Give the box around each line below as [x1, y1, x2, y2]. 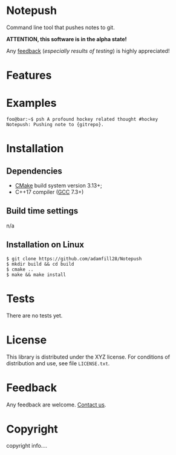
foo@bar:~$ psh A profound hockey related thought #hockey [6, 116, 158, 123]
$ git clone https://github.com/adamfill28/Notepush [6, 255, 142, 261]
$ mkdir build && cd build [6, 261, 74, 267]
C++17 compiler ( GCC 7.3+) [15, 189, 84, 196]
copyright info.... [6, 442, 47, 450]
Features [6, 69, 52, 83]
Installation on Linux [6, 240, 85, 250]
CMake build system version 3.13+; [15, 182, 102, 189]
